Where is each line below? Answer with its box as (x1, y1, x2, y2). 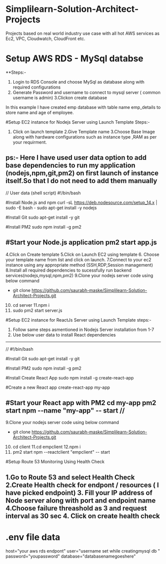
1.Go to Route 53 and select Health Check (5, 473, 135, 481)
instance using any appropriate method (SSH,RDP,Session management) (5, 262, 153, 268)
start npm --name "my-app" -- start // (5, 406, 125, 415)
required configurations (12, 84, 61, 90)
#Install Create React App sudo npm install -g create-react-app (5, 375, 134, 380)
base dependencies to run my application (5, 161, 136, 170)
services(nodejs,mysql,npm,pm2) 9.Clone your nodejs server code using (5, 272, 153, 278)
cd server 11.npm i (12, 302, 50, 308)
